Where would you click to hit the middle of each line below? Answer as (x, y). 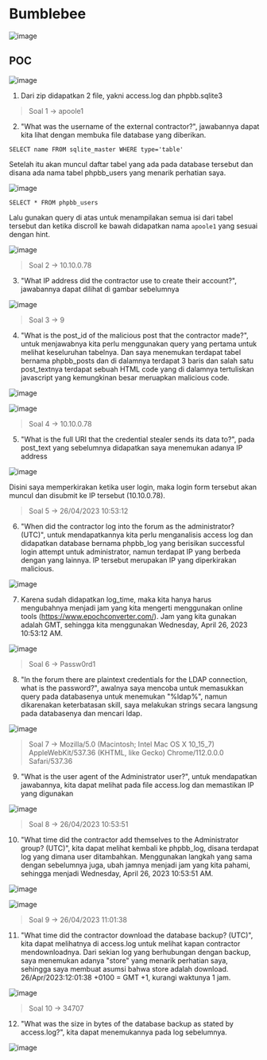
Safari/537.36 (50, 761)
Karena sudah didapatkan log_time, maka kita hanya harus (116, 599)
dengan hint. (30, 234)
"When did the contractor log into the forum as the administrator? (128, 526)
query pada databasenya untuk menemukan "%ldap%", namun (124, 696)
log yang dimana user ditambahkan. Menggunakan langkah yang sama (136, 856)
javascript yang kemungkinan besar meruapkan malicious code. (125, 377)
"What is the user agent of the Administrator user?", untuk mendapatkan (139, 776)
